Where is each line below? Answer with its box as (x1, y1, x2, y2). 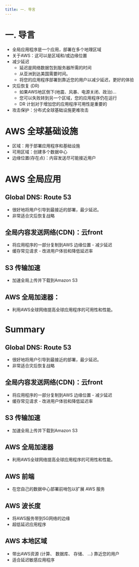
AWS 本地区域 (5, 537, 47, 545)
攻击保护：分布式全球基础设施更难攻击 (12, 107, 89, 113)
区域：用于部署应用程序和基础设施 (12, 142, 80, 148)
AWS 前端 (5, 472, 35, 480)
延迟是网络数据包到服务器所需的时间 (19, 64, 92, 70)
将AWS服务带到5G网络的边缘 (12, 516, 70, 521)
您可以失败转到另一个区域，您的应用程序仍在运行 (19, 95, 117, 101)
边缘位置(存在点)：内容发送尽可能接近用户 (12, 155, 96, 160)
